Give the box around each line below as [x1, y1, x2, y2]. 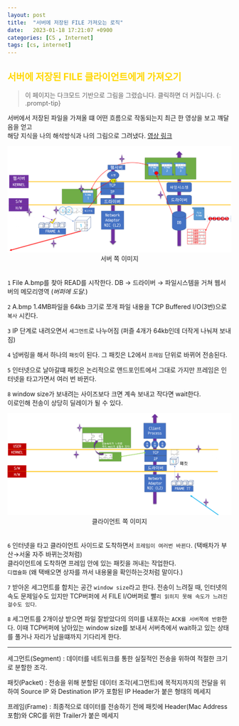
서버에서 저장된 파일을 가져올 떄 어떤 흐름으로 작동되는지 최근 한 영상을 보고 [7, 113, 216, 122]
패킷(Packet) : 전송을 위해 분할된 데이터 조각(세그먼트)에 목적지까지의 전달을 [7, 678, 219, 687]
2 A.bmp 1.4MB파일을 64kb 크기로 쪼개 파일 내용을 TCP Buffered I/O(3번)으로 [7, 302, 228, 311]
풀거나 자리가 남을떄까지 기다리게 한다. [14, 632, 122, 641]
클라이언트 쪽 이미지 [92, 517, 147, 525]
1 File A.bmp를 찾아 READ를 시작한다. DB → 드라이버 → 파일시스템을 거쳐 [7, 278, 213, 286]
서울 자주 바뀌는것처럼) [18, 549, 83, 559]
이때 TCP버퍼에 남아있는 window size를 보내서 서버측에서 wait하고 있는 [16, 623, 216, 632]
